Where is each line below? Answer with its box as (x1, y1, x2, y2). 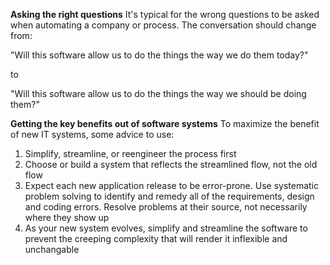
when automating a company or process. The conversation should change (10, 19, 317, 31)
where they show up (24, 212, 110, 223)
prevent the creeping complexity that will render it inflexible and (24, 233, 288, 244)
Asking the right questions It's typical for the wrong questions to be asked (10, 9, 320, 20)
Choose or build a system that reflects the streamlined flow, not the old (24, 159, 318, 170)
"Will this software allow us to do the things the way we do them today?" (10, 49, 309, 61)
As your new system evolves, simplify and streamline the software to (24, 222, 308, 234)
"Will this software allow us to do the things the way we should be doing (10, 88, 307, 99)
